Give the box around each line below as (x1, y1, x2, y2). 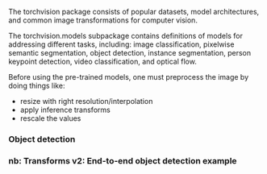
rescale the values (19, 114, 81, 123)
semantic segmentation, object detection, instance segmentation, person (8, 48, 252, 57)
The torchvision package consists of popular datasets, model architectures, (8, 7, 260, 16)
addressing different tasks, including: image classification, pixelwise (8, 39, 235, 49)
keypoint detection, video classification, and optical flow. (8, 56, 198, 66)
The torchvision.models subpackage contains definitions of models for (8, 31, 244, 40)
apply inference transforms (19, 105, 111, 114)
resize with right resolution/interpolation (19, 97, 153, 106)
